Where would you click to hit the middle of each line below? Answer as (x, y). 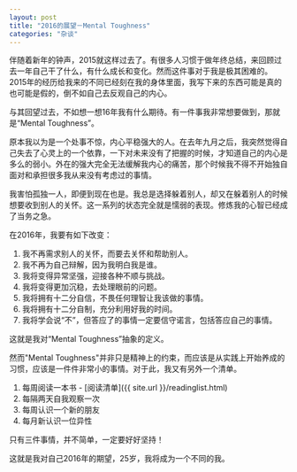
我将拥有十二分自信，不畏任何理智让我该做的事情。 (115, 298)
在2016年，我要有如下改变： (61, 235)
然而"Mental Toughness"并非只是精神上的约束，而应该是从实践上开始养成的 (147, 358)
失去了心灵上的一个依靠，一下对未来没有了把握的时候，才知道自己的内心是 (152, 153)
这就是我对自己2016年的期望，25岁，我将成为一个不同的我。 (119, 459)
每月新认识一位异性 (57, 421)
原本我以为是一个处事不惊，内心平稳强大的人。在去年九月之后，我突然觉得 (145, 142)
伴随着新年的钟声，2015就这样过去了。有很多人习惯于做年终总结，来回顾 (142, 60)
